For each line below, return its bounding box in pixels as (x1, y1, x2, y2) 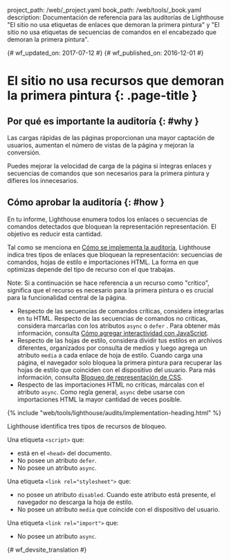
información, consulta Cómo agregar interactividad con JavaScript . (17, 329, 209, 337)
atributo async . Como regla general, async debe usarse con (17, 387, 185, 396)
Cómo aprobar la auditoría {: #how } (7, 197, 165, 209)
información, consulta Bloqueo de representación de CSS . (17, 373, 183, 381)
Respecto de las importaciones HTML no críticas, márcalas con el (17, 380, 205, 389)
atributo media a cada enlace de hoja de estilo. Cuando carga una (17, 351, 203, 359)
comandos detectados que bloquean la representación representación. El (7, 222, 216, 231)
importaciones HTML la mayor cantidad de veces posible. (17, 395, 182, 403)
